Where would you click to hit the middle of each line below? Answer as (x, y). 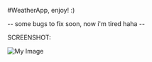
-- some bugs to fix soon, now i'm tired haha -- (76, 24)
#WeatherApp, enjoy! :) (41, 10)
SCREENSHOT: (29, 37)
